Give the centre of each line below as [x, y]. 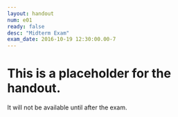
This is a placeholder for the [89, 74]
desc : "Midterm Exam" [38, 33]
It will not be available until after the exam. [67, 107]
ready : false [26, 26]
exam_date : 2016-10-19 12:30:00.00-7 [62, 39]
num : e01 [20, 20]
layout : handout [30, 13]
